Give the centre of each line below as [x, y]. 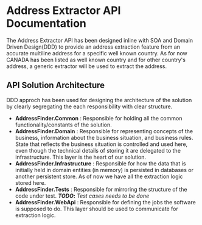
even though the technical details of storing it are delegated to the [98, 150]
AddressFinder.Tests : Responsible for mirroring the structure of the [101, 189]
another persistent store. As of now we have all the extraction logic [99, 176]
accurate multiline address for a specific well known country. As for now [97, 53]
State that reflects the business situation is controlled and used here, [101, 144]
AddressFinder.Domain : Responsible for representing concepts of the [104, 131]
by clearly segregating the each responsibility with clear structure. [89, 106]
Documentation [47, 23]
